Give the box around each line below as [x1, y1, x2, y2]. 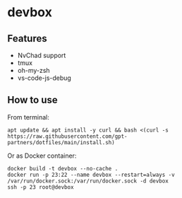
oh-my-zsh [17, 66, 51, 74]
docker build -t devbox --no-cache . [7, 165, 119, 172]
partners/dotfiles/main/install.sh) [7, 139, 115, 146]
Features [7, 33, 47, 45]
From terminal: [7, 112, 49, 121]
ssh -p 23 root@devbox [7, 183, 74, 191]
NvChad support [17, 51, 66, 59]
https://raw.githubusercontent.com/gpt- [7, 132, 128, 140]
